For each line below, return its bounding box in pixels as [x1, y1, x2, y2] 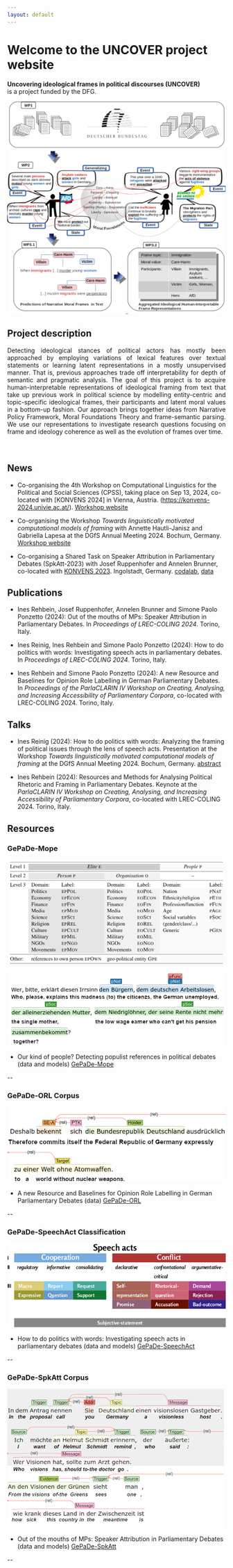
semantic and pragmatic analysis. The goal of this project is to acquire [7, 375, 226, 384]
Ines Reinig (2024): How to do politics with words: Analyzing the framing [17, 737, 225, 746]
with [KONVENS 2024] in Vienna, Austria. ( [40, 496, 163, 504]
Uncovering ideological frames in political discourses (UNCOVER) [7, 80, 200, 88]
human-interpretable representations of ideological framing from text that [7, 383, 226, 391]
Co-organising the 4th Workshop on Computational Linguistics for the [17, 480, 217, 489]
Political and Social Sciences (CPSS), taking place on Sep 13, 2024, [17, 488, 210, 496]
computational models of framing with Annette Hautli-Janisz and [17, 523, 202, 532]
